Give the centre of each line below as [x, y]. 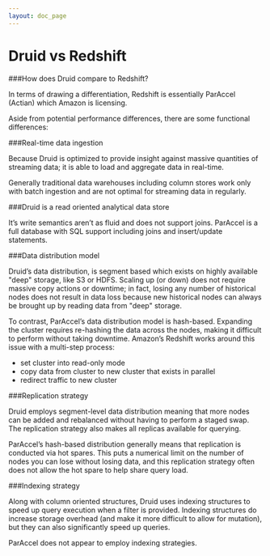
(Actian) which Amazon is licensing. [68, 103]
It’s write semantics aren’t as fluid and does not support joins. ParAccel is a [133, 223]
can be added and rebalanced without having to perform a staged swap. [129, 420]
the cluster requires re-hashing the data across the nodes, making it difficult [135, 329]
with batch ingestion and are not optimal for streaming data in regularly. [127, 191]
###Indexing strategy [44, 486]
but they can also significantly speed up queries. [89, 527]
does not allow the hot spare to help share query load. [98, 469]
